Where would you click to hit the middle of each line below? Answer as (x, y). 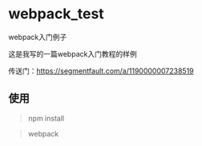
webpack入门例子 (38, 37)
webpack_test (56, 14)
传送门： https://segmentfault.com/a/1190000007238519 (101, 71)
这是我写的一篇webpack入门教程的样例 (73, 53)
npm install (46, 118)
